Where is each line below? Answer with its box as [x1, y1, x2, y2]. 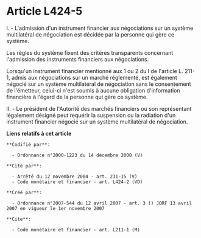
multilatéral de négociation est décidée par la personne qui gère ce [6, 30, 175, 38]
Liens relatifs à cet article [6, 130, 72, 137]
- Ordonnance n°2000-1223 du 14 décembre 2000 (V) [12, 152, 143, 158]
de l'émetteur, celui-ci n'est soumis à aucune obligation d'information [6, 86, 181, 94]
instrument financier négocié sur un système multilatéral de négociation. [6, 117, 188, 125]
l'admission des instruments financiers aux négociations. [6, 55, 149, 63]
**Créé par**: [6, 189, 43, 195]
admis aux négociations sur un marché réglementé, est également [11, 74, 178, 81]
